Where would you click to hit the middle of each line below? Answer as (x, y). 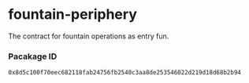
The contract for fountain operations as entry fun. (89, 36)
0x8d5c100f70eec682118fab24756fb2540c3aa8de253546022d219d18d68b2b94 (125, 73)
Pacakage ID (33, 56)
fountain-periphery (73, 14)
